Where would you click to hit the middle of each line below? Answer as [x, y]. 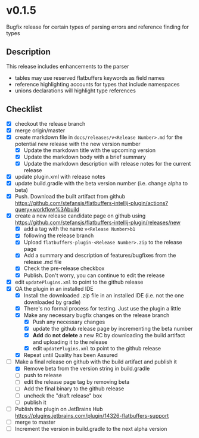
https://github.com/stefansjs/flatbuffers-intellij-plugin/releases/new [97, 223]
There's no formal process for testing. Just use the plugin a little [102, 308]
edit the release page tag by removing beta [77, 382]
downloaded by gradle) [52, 302]
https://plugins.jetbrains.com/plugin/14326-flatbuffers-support [92, 415]
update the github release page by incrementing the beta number [113, 328]
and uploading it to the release [70, 342]
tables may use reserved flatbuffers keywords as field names [90, 77]
